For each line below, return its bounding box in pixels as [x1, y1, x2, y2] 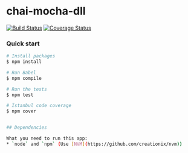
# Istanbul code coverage [6, 103, 71, 109]
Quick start [6, 39, 41, 48]
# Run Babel [6, 70, 36, 76]
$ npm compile [6, 75, 42, 81]
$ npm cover [6, 108, 36, 114]
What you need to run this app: [6, 135, 88, 142]
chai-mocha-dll [6, 4, 86, 18]
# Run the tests [6, 86, 47, 92]
